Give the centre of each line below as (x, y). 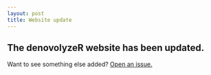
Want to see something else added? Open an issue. (80, 64)
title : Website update (40, 20)
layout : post (26, 13)
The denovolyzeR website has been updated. (106, 48)
